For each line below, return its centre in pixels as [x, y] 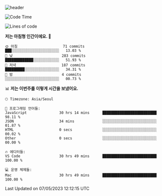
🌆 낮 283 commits [45, 56]
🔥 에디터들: [15, 152]
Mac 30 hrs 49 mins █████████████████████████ [81, 175]
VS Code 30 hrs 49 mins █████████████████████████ [81, 156]
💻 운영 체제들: [19, 170]
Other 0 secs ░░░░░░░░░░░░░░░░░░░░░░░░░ [81, 138]
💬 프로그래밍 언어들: [23, 109]
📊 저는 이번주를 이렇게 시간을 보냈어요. [42, 88]
